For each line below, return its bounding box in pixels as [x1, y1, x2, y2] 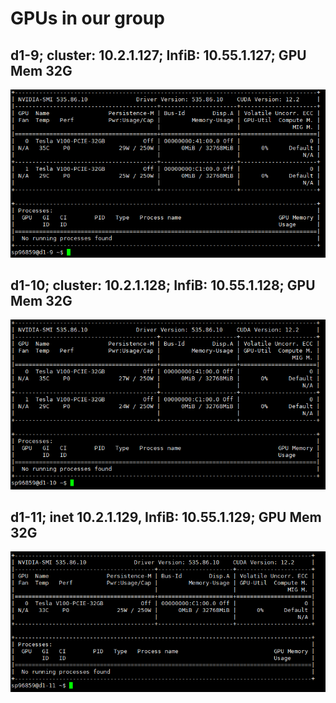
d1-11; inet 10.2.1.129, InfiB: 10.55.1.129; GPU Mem [10, 508, 322, 526]
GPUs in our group [10, 7, 165, 30]
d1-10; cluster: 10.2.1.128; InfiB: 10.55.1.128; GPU [10, 277, 316, 294]
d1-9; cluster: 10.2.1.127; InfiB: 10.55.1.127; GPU [10, 47, 307, 64]
